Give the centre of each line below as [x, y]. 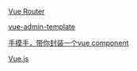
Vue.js [19, 59]
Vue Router [27, 11]
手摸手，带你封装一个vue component [68, 43]
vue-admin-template [42, 26]
